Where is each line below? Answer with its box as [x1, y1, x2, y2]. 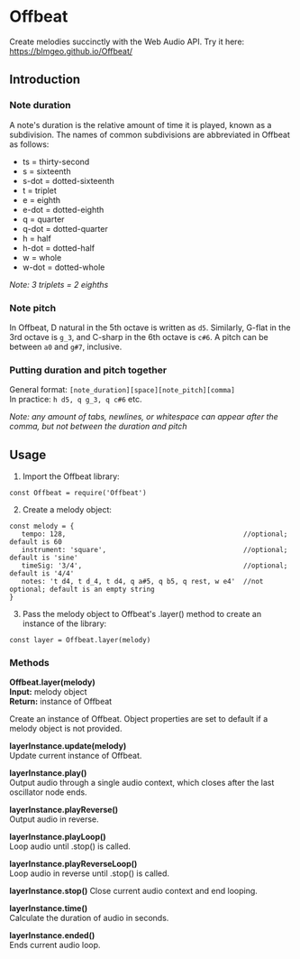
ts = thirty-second [22, 156, 90, 167]
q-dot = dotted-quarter [22, 223, 108, 234]
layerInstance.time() [9, 903, 88, 914]
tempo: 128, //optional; [21, 530, 288, 539]
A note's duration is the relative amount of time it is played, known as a [9, 119, 272, 130]
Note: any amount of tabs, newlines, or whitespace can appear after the [9, 411, 279, 422]
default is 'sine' [9, 553, 78, 563]
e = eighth [22, 194, 61, 205]
